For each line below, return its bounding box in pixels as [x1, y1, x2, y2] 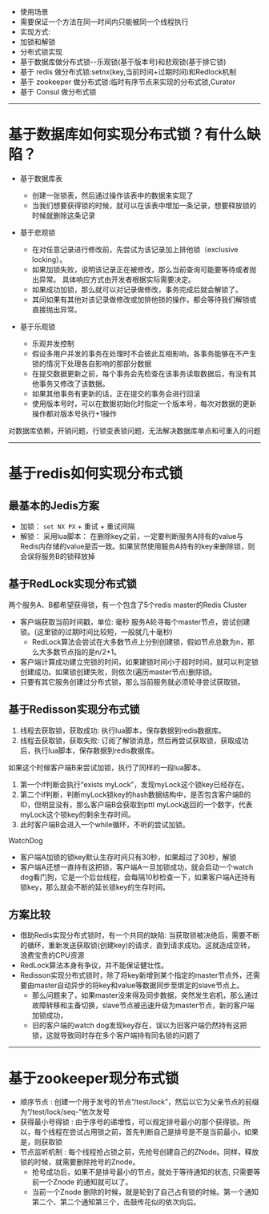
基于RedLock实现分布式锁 [8, 577, 138, 591]
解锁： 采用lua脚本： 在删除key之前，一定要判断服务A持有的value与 [19, 531, 244, 541]
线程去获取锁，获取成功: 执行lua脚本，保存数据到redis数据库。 [19, 726, 226, 735]
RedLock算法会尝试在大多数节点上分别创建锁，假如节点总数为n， [31, 637, 248, 646]
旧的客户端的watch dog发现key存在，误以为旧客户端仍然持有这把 [31, 1020, 247, 1031]
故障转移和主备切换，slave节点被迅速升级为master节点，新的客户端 [31, 1000, 255, 1011]
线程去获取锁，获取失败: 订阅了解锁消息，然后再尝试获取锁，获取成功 [19, 735, 249, 745]
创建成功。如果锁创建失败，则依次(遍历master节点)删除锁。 [19, 667, 217, 677]
